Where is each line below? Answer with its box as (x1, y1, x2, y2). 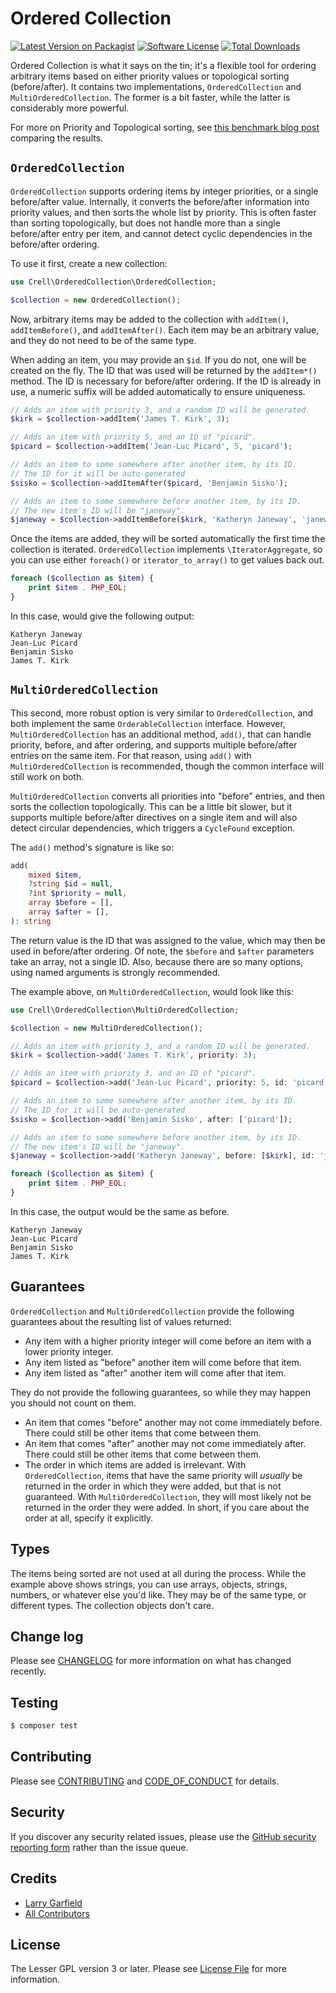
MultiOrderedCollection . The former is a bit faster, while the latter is (10, 91, 291, 103)
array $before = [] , (28, 898, 114, 908)
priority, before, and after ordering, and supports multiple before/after (10, 738, 298, 751)
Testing (10, 1694, 59, 1711)
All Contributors (24, 1907, 90, 1919)
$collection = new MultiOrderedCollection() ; (10, 1023, 203, 1033)
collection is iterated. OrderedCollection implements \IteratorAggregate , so (10, 543, 323, 556)
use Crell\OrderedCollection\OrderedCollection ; (10, 277, 217, 287)
